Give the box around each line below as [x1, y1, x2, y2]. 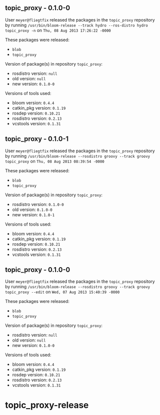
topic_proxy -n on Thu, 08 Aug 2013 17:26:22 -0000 [5, 27, 111, 33]
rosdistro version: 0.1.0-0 [12, 201, 64, 207]
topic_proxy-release [5, 399, 89, 411]
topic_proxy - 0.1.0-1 [5, 135, 69, 143]
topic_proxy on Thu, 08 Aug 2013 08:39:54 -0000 [5, 158, 105, 164]
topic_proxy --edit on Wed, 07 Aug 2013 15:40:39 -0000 [5, 289, 120, 295]
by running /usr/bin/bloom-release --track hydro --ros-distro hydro [5, 22, 148, 28]
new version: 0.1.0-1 [12, 211, 55, 217]
